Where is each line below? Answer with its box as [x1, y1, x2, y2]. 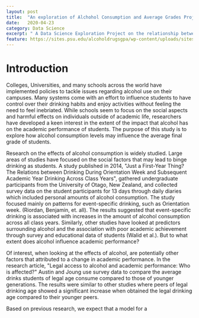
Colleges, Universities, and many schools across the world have [6, 81, 162, 88]
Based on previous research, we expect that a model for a [6, 305, 147, 312]
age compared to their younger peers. [6, 293, 99, 300]
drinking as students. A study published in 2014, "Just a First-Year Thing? [6, 162, 185, 169]
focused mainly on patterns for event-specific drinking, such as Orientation [6, 200, 190, 207]
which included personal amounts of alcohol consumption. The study [6, 193, 175, 201]
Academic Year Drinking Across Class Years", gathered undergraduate [6, 174, 178, 182]
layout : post [6, 8, 38, 15]
